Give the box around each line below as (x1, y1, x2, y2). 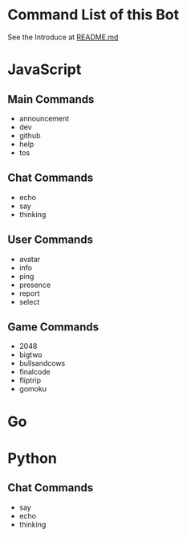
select (18, 297, 40, 306)
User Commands (7, 233, 94, 247)
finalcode (18, 367, 51, 377)
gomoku (18, 384, 47, 394)
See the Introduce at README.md (7, 32, 119, 42)
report (18, 288, 41, 298)
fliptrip (18, 375, 42, 385)
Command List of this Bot (7, 6, 180, 24)
